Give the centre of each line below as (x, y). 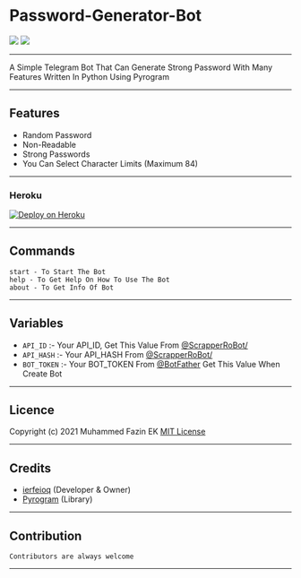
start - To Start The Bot (57, 272)
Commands (43, 251)
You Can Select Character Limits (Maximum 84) (110, 163)
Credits (30, 468)
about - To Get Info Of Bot (62, 288)
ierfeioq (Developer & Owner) (77, 490)
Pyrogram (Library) (57, 499)
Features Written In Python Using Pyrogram (90, 76)
